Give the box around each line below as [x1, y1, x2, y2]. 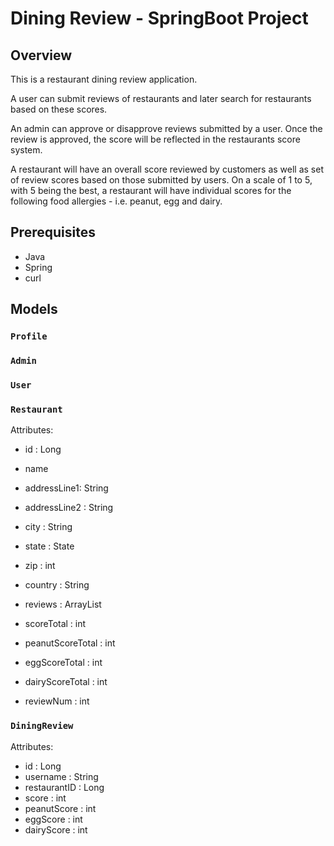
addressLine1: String [24, 482, 109, 494]
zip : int [24, 560, 56, 572]
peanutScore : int [24, 802, 97, 814]
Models [10, 301, 58, 318]
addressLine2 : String [24, 502, 114, 514]
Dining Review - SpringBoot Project [10, 7, 309, 30]
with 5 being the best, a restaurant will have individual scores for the [10, 185, 292, 196]
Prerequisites [10, 224, 96, 241]
